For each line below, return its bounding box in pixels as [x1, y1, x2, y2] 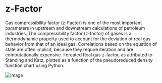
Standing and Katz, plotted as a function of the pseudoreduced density [5, 57, 153, 63]
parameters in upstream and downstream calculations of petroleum [5, 25, 145, 31]
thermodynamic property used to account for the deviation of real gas [5, 36, 151, 42]
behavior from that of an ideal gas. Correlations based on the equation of [5, 41, 157, 47]
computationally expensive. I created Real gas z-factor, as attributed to [5, 51, 153, 58]
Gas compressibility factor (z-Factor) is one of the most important [5, 20, 142, 26]
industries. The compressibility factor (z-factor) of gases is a [5, 30, 132, 36]
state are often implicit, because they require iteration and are [5, 46, 134, 52]
